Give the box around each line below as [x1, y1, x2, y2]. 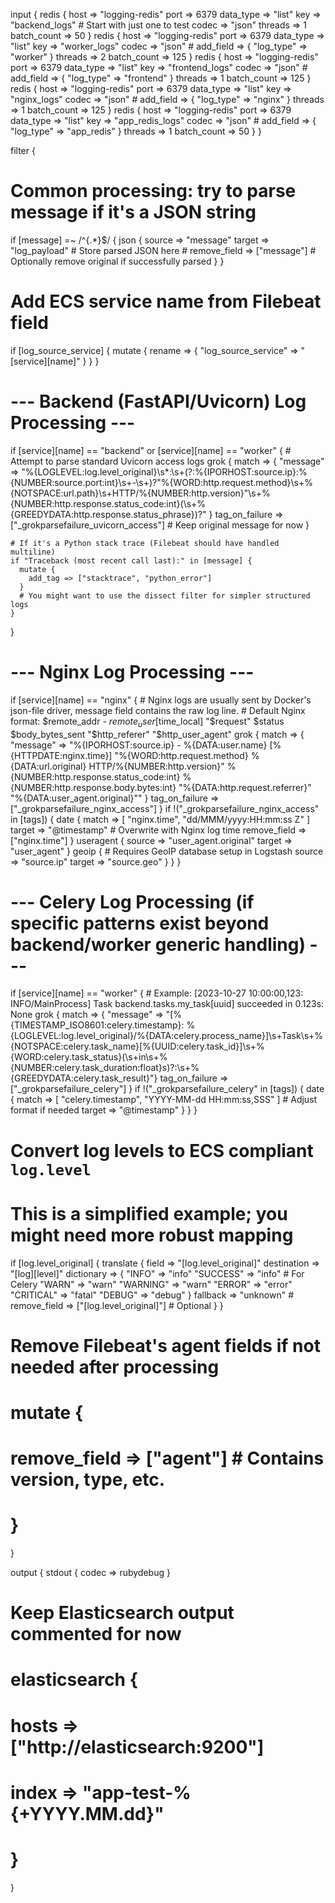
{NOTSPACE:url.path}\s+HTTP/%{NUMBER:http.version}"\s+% [10, 487, 271, 499]
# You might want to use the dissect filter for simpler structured [19, 590, 311, 601]
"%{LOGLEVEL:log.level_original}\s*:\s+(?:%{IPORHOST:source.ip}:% [21, 465, 308, 478]
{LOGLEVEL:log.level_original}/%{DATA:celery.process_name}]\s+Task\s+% [10, 1030, 324, 1042]
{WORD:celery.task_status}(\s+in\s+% [10, 1051, 168, 1063]
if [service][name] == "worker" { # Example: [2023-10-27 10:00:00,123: [10, 987, 304, 999]
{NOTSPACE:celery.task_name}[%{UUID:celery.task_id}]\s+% [10, 1040, 265, 1053]
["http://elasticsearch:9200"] [10, 1735, 265, 1758]
